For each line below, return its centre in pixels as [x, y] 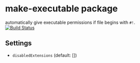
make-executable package [62, 9]
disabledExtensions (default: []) [44, 55]
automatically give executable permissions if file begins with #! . [70, 22]
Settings [19, 43]
